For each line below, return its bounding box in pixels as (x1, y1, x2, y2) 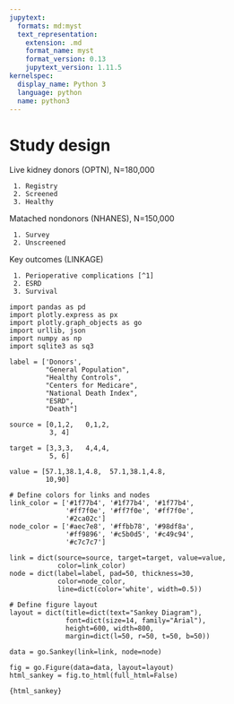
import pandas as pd (9, 303, 87, 312)
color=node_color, (56, 577, 126, 587)
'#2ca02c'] (65, 514, 106, 524)
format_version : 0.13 (25, 55, 106, 64)
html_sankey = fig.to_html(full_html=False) (9, 671, 178, 681)
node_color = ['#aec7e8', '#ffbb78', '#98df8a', (9, 522, 195, 531)
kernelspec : (9, 72, 54, 81)
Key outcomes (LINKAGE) (9, 254, 104, 265)
